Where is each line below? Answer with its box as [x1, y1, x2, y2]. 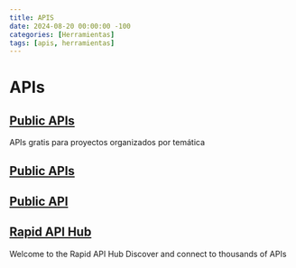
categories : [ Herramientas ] [9, 30, 116, 39]
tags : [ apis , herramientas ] [9, 38, 116, 48]
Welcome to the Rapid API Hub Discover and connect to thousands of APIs [9, 248, 287, 259]
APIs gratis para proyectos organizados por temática [9, 137, 206, 148]
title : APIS [9, 13, 54, 23]
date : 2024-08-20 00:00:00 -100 [9, 22, 131, 31]
